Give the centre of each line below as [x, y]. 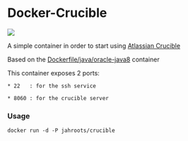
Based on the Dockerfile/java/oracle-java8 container [84, 59]
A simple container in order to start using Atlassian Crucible [94, 45]
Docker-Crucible [57, 13]
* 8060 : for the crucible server [58, 98]
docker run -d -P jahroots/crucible [61, 131]
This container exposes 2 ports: [54, 73]
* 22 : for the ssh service [52, 86]
